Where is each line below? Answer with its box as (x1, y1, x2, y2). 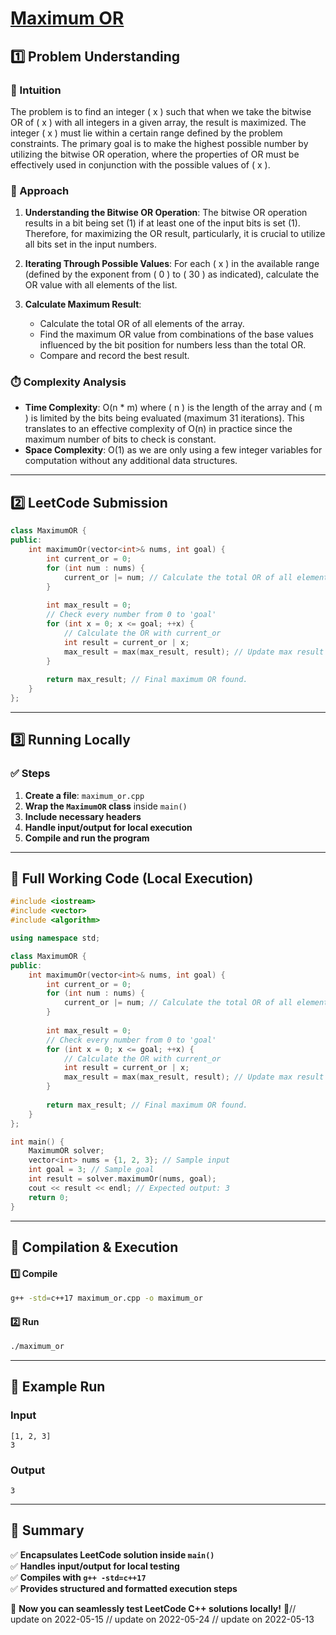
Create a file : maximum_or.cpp (24, 789, 145, 801)
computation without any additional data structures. (24, 455, 238, 467)
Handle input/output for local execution (24, 821, 193, 833)
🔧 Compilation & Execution (10, 1238, 179, 1256)
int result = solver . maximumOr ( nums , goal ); (28, 1174, 217, 1184)
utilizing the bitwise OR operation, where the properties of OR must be (10, 148, 300, 160)
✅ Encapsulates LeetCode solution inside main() (10, 1548, 215, 1561)
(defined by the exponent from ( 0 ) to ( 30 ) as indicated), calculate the (24, 268, 320, 281)
